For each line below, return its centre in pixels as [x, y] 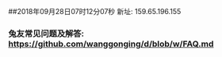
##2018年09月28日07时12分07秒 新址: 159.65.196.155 [95, 11]
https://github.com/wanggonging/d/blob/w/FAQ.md [111, 44]
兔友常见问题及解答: [46, 34]
